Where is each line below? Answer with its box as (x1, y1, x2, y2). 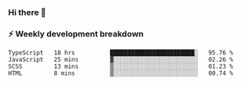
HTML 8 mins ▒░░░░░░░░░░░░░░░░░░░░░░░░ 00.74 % (8, 69, 234, 77)
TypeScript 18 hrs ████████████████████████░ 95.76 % (8, 49, 234, 57)
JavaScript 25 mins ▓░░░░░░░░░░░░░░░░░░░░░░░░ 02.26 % (8, 56, 234, 64)
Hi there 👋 (8, 7, 47, 18)
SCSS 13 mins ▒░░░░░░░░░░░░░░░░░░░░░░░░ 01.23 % (8, 62, 234, 71)
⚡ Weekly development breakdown (8, 28, 144, 39)
